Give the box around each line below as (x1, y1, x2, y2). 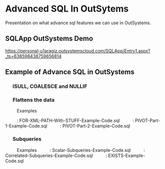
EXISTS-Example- (108, 152, 145, 158)
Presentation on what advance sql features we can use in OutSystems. (5, 20, 151, 26)
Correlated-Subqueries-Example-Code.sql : (5, 152, 107, 158)
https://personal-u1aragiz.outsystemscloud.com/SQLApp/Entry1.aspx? (5, 47, 150, 53)
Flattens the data (12, 96, 55, 103)
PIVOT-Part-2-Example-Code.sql (62, 123, 130, 129)
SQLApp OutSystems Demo (5, 34, 93, 43)
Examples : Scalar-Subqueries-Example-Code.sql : (17, 147, 145, 153)
